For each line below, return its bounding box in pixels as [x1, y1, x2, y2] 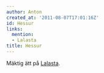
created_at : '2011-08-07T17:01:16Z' [6, 15, 99, 21]
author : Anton [6, 9, 43, 15]
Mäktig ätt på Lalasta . [6, 59, 61, 67]
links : [6, 26, 23, 32]
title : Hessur [6, 43, 43, 49]
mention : [12, 32, 34, 38]
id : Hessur [6, 20, 34, 26]
